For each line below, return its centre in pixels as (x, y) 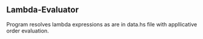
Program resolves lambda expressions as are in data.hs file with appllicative (102, 24)
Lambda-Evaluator (42, 10)
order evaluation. (28, 31)
